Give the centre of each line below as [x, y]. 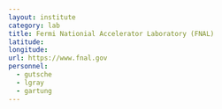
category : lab [34, 25]
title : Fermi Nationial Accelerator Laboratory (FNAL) [111, 33]
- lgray [31, 83]
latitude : [27, 42]
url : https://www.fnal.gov [58, 58]
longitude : [28, 50]
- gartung [34, 91]
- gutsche [34, 75]
